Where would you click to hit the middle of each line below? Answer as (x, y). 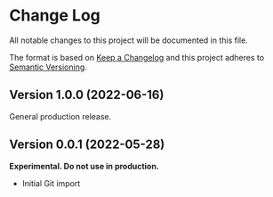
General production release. (60, 116)
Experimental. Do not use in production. (84, 166)
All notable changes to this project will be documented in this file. (129, 40)
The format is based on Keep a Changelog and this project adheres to (137, 57)
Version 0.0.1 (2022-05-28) (87, 145)
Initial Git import (51, 183)
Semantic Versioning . (48, 67)
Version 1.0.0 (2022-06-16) (87, 95)
